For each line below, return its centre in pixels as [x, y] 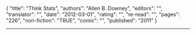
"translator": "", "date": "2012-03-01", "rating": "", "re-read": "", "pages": [93, 14]
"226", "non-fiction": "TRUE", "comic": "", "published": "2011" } [82, 20]
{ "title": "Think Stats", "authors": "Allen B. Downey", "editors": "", [84, 8]
